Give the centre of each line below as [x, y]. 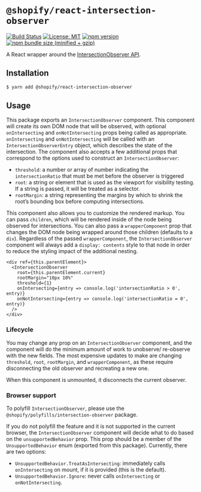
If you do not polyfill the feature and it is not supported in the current [91, 426]
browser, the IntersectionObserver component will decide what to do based [100, 433]
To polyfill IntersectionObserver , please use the [65, 408]
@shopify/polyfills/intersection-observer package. [72, 415]
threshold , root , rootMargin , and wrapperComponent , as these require [90, 362]
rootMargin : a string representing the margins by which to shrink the [99, 195]
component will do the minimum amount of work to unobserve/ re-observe [98, 349]
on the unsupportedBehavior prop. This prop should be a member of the [94, 439]
